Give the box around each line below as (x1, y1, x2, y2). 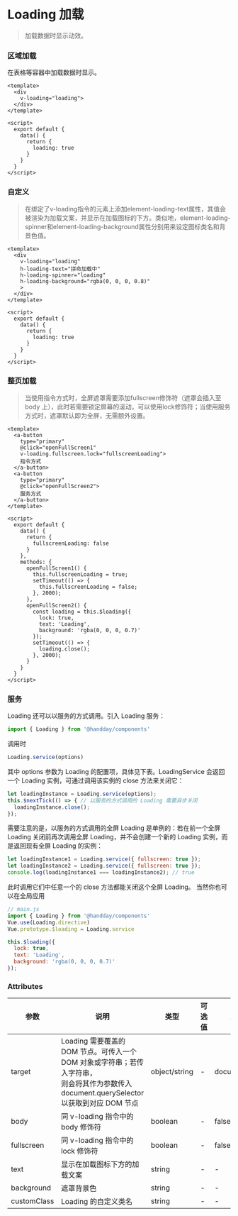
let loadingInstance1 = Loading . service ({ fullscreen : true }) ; (7, 856, 201, 863)
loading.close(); (38, 645, 91, 653)
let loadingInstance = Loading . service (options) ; (7, 790, 157, 797)
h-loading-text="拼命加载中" (20, 265, 101, 272)
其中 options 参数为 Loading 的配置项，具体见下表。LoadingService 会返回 (7, 767, 225, 775)
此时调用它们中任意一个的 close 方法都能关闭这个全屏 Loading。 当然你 (7, 883, 215, 891)
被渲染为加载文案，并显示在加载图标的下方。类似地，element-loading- (24, 214, 231, 222)
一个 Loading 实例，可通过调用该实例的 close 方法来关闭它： (7, 776, 184, 785)
